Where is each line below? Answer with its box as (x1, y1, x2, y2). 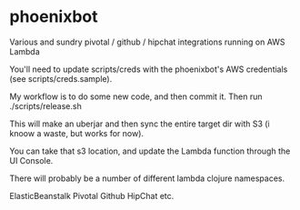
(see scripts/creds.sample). (9, 73, 113, 84)
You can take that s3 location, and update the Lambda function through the (9, 145, 291, 156)
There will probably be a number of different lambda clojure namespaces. (9, 173, 285, 184)
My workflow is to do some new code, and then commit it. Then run (9, 91, 263, 102)
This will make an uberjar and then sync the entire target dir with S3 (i (9, 118, 270, 129)
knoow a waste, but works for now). (9, 127, 144, 138)
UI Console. (9, 155, 54, 165)
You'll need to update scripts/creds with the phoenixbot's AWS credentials (9, 64, 288, 75)
